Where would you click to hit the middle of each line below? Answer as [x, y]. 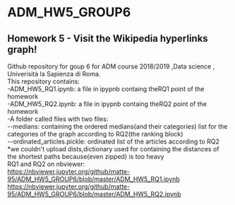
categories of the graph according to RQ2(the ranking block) [95, 134]
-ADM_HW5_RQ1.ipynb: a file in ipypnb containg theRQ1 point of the [106, 89]
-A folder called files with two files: [58, 119]
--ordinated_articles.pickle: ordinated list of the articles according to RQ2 [114, 141]
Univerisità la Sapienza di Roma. [54, 74]
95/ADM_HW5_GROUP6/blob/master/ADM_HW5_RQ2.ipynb [94, 194]
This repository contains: [43, 81]
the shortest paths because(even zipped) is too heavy [86, 157]
